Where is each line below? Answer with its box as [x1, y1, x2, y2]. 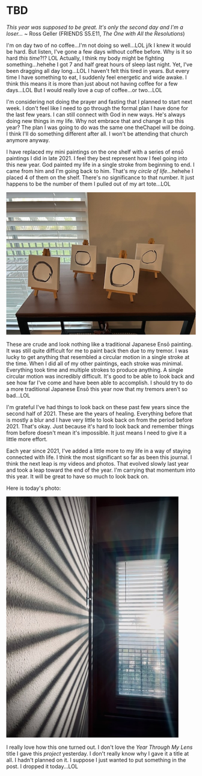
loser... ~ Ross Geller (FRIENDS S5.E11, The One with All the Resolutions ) [6, 30, 185, 37]
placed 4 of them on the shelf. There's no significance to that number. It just [6, 174, 194, 181]
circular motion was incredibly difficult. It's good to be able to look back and [6, 372, 195, 380]
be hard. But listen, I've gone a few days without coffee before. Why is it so [6, 48, 192, 55]
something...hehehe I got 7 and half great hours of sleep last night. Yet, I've [6, 61, 193, 68]
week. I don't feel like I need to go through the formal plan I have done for [6, 104, 188, 111]
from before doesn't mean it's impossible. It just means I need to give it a [6, 429, 187, 436]
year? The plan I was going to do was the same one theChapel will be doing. [6, 124, 195, 131]
